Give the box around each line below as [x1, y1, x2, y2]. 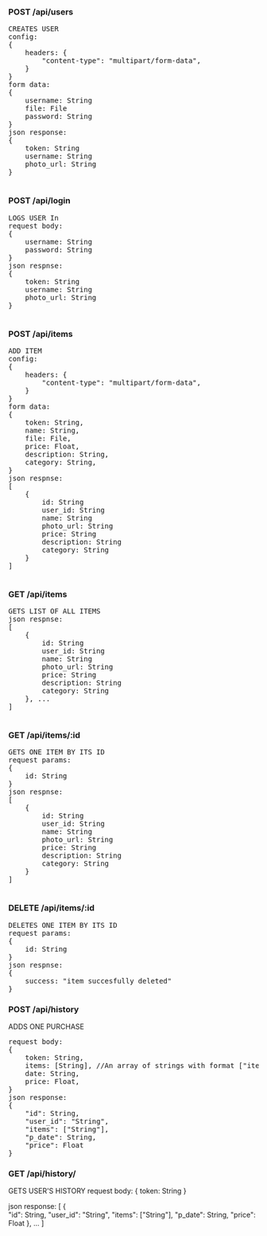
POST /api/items [8, 328, 73, 339]
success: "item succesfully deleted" [25, 976, 172, 985]
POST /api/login [8, 195, 71, 206]
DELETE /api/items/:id [8, 902, 95, 913]
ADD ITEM [8, 346, 42, 355]
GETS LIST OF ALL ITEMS [8, 607, 101, 616]
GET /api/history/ [8, 1168, 76, 1179]
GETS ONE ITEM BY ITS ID [8, 748, 105, 757]
